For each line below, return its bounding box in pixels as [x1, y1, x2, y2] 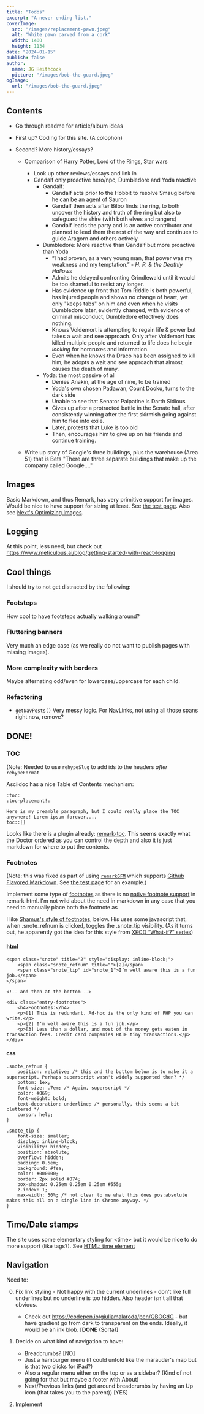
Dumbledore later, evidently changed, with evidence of [51, 306, 191, 313]
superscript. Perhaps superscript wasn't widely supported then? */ [6, 1074, 185, 1080]
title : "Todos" [6, 9, 45, 15]
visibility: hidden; [17, 1144, 70, 1150]
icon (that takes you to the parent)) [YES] [24, 1389, 129, 1396]
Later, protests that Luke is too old [51, 424, 138, 431]
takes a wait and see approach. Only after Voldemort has [51, 332, 195, 340]
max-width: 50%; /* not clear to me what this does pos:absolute [17, 1192, 188, 1198]
